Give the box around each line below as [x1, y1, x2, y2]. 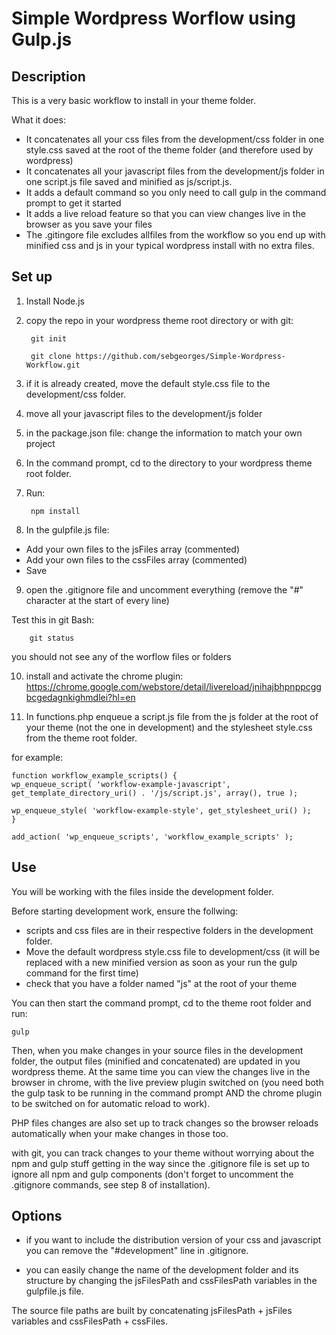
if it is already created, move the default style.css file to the [25, 377, 271, 389]
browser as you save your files [25, 218, 153, 230]
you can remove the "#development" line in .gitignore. [25, 1245, 249, 1257]
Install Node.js [25, 295, 85, 307]
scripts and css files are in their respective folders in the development [25, 924, 314, 936]
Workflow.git [25, 360, 81, 370]
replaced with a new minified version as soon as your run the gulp [25, 956, 298, 968]
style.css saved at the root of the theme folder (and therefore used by [25, 144, 314, 156]
